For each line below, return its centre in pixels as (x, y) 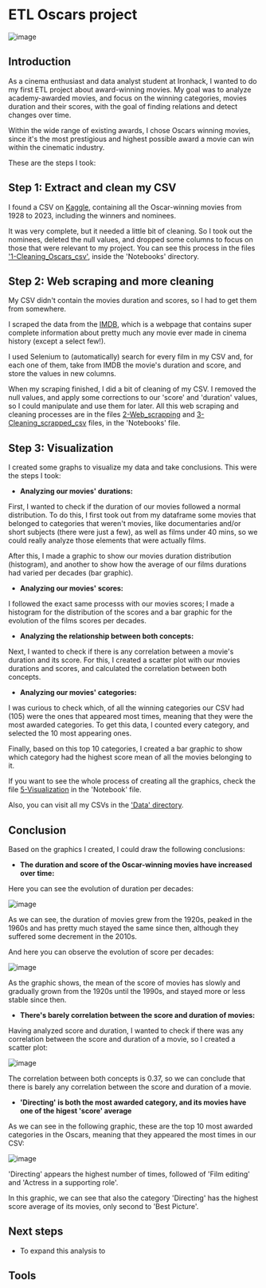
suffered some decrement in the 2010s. (73, 937)
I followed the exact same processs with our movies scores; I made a (121, 604)
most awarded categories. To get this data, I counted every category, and (129, 725)
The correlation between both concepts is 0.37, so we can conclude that (127, 1078)
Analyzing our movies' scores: (71, 588)
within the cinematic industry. (57, 147)
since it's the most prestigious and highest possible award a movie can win (131, 139)
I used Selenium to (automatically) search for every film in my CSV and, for (131, 357)
